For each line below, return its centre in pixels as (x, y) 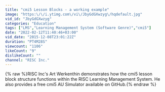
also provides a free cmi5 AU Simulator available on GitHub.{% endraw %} (81, 85)
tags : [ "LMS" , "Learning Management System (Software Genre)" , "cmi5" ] (78, 28)
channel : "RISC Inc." (27, 60)
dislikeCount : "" (23, 55)
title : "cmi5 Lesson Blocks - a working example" (57, 10)
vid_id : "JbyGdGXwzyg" (28, 19)
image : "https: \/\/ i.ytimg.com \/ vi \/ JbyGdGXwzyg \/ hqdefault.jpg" (74, 14)
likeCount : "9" (21, 51)
